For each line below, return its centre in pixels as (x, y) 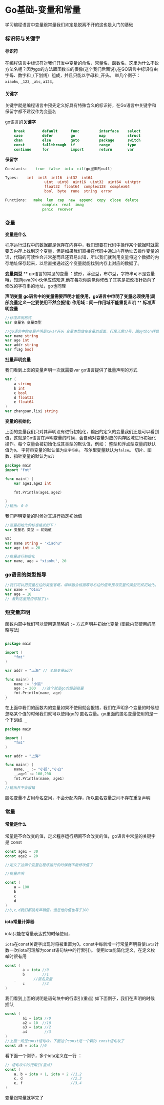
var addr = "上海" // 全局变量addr (39, 670)
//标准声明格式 (18, 318)
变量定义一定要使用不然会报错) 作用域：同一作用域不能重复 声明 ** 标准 (80, 302)
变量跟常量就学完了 (24, 1098)
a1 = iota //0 (37, 1018)
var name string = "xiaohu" (34, 543)
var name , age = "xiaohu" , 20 (36, 561)
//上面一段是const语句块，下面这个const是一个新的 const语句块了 (65, 1041)
